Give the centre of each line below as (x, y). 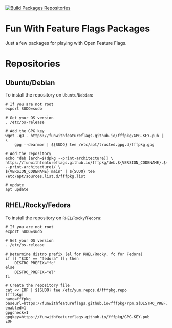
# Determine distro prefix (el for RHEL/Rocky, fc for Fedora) (74, 254)
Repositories (33, 64)
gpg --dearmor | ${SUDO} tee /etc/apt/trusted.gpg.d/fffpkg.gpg (84, 144)
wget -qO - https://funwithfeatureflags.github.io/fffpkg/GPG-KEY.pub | (84, 136)
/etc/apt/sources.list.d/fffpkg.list (46, 176)
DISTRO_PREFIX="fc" (35, 263)
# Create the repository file (38, 285)
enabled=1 (16, 308)
